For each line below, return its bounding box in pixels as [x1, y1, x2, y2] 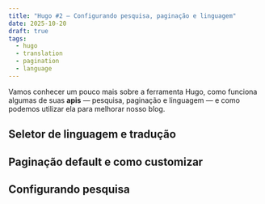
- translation [15, 49, 63, 57]
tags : [8, 34, 27, 43]
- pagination [15, 57, 60, 66]
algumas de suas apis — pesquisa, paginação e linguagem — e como [8, 95, 241, 105]
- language [15, 65, 53, 73]
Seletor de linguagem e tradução [8, 127, 176, 142]
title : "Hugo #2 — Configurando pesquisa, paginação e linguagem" [8, 11, 237, 20]
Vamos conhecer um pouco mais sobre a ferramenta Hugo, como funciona [8, 87, 258, 96]
